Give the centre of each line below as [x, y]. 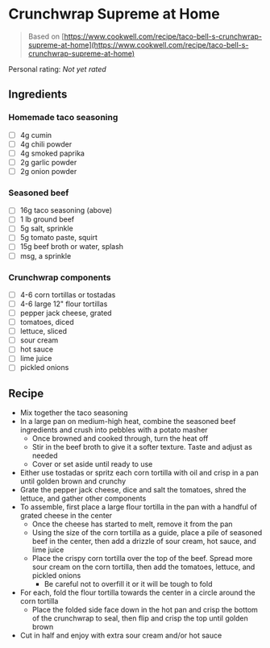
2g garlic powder [48, 162]
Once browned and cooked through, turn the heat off [120, 438]
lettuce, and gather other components [83, 498]
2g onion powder [48, 171]
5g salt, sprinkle [47, 228]
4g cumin [36, 135]
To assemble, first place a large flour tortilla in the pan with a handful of [139, 507]
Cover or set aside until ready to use [92, 464]
